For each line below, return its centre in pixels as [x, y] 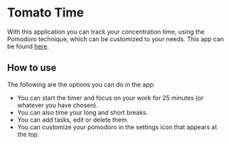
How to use [32, 68]
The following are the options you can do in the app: [81, 85]
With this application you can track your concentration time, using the [106, 32]
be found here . [28, 46]
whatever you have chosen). [58, 105]
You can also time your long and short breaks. [82, 112]
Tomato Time [46, 13]
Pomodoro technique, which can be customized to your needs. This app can [115, 38]
